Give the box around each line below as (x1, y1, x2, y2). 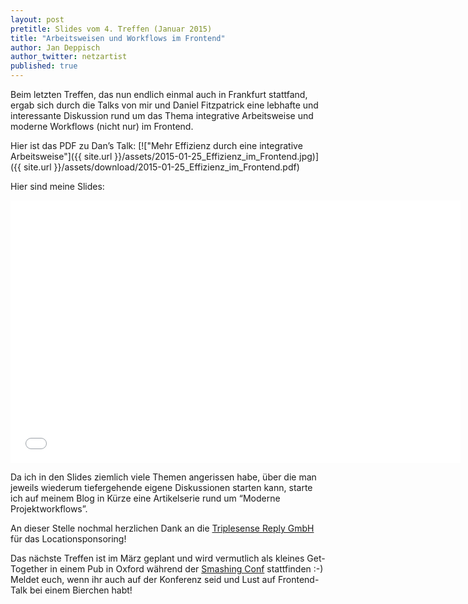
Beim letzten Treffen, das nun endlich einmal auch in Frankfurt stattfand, (10, 89, 308, 100)
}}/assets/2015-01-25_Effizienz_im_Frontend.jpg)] (114, 151, 320, 162)
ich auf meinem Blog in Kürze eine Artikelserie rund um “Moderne (10, 492, 281, 504)
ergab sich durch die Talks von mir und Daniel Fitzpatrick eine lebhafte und (10, 99, 319, 111)
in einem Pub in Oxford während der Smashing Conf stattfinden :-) (49, 563, 324, 575)
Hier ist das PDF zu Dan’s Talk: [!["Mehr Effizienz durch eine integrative (10, 140, 303, 151)
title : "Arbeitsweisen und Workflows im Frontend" (10, 33, 226, 43)
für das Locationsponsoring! (10, 533, 127, 545)
